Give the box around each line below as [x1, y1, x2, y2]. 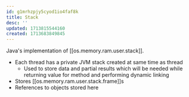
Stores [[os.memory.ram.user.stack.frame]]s [14, 78, 124, 85]
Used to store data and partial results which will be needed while [23, 65, 183, 72]
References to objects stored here [14, 84, 99, 91]
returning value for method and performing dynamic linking [23, 71, 169, 79]
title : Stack [6, 14, 39, 20]
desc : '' [6, 20, 28, 26]
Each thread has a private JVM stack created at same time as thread [14, 59, 183, 66]
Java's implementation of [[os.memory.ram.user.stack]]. [6, 47, 144, 54]
